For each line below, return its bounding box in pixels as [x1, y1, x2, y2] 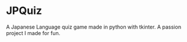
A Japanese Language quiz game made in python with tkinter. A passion [6, 23, 181, 30]
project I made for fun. [6, 29, 61, 36]
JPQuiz [6, 4, 42, 17]
